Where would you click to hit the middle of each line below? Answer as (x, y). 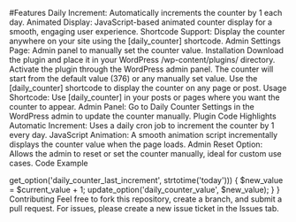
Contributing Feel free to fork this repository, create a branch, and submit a (146, 199)
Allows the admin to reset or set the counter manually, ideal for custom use (146, 153)
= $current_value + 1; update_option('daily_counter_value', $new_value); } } (144, 190)
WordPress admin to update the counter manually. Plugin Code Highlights (143, 116)
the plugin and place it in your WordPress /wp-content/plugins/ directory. (142, 60)
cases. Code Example (49, 163)
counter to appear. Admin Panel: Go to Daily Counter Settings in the (132, 107)
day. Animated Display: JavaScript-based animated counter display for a (140, 22)
